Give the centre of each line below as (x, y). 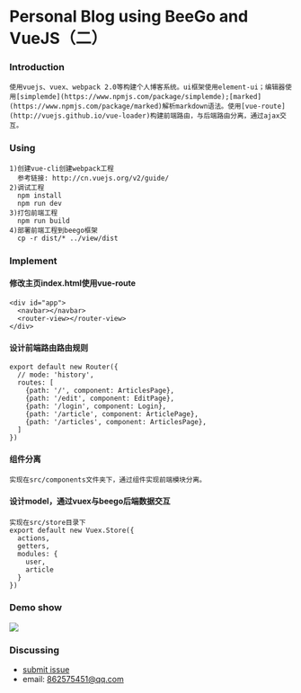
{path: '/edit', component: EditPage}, (100, 399)
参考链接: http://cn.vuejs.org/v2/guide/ (93, 178)
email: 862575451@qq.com (73, 680)
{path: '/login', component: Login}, (96, 406)
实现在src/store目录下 (48, 522)
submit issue (46, 670)
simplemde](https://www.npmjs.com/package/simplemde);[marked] (141, 97)
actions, (34, 538)
